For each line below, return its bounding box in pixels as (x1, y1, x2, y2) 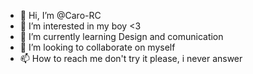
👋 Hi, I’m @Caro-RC (19, 10, 102, 21)
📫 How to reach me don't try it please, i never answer (19, 53, 243, 64)
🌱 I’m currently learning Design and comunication (19, 31, 224, 42)
